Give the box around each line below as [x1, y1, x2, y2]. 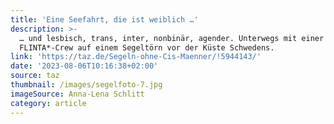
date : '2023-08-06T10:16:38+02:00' [10, 61, 159, 71]
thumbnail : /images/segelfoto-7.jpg [10, 80, 163, 90]
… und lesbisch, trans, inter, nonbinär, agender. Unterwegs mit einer [19, 33, 325, 43]
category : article [10, 98, 87, 108]
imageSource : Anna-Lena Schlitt [10, 89, 145, 99]
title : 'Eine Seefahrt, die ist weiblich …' [10, 14, 199, 25]
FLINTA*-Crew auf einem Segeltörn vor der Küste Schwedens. [19, 42, 275, 53]
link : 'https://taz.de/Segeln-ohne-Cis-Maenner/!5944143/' [10, 52, 262, 62]
